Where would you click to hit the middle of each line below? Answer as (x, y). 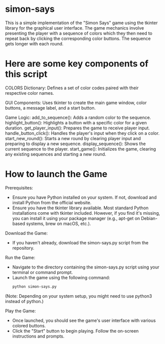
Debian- (149, 218)
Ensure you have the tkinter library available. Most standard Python (80, 208)
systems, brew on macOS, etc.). (59, 224)
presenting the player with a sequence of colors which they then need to (79, 33)
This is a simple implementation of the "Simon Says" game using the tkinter (82, 23)
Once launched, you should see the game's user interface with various (84, 320)
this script (26, 74)
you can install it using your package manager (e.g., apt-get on (76, 218)
